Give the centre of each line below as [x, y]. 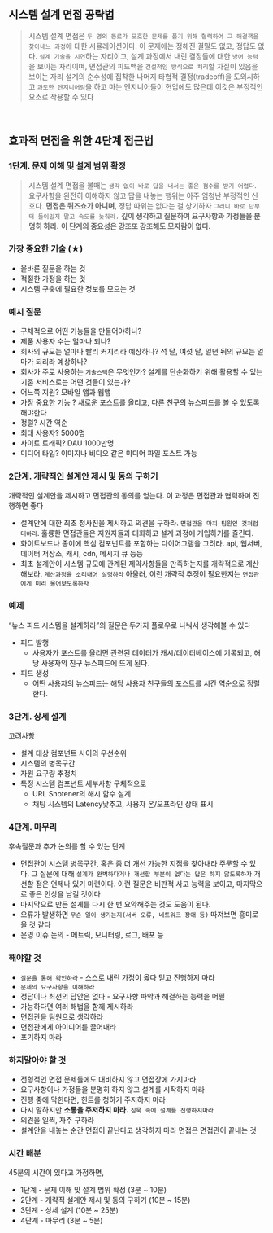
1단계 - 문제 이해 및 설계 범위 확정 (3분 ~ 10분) [93, 1190]
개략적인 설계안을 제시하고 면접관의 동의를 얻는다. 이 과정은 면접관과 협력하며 [130, 496]
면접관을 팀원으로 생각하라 [62, 1016]
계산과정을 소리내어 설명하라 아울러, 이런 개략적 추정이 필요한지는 [143, 574]
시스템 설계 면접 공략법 [62, 15]
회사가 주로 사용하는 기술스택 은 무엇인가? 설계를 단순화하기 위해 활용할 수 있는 [141, 372]
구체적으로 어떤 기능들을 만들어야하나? [81, 331]
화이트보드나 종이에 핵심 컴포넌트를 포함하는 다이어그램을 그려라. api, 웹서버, [141, 543]
